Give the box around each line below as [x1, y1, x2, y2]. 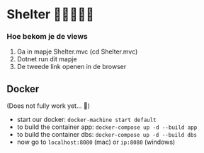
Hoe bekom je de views [6, 32, 88, 42]
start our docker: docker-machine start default [16, 116, 157, 124]
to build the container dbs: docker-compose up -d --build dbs [16, 130, 198, 139]
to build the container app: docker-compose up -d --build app [16, 123, 198, 131]
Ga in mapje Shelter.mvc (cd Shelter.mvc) [16, 47, 138, 56]
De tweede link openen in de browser [16, 63, 127, 71]
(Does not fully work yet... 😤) [6, 102, 90, 110]
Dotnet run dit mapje [16, 55, 77, 63]
